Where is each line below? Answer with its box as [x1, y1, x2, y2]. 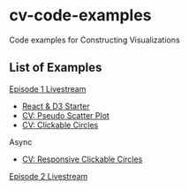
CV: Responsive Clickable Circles [21, 154, 143, 164]
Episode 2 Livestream [9, 171, 88, 181]
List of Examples [9, 60, 102, 75]
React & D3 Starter [21, 101, 90, 111]
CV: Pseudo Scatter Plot [21, 110, 110, 120]
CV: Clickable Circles [21, 119, 99, 130]
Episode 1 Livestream [9, 83, 87, 94]
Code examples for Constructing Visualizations [9, 34, 180, 45]
